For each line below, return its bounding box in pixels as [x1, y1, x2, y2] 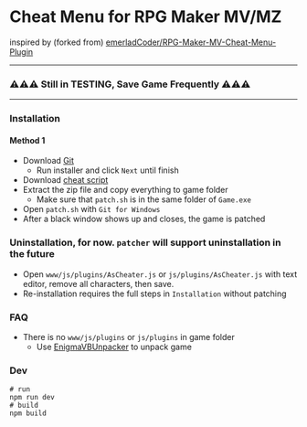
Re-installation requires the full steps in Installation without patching [22, 288, 287, 299]
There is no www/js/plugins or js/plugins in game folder [22, 331, 236, 342]
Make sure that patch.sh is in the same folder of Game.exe [36, 194, 252, 205]
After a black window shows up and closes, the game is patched [22, 213, 266, 225]
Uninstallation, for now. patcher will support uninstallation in [9, 236, 281, 249]
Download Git [22, 155, 75, 166]
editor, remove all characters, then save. [22, 278, 175, 289]
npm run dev [9, 393, 55, 402]
